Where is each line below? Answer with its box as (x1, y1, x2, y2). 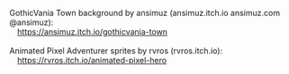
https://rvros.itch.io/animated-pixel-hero (17, 55, 167, 65)
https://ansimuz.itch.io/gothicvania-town (17, 27, 168, 37)
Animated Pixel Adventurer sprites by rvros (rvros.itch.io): (9, 45, 223, 56)
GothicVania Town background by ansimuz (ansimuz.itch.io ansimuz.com (9, 8, 281, 18)
